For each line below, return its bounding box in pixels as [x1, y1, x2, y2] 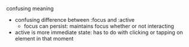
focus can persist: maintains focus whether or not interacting [23, 23, 175, 29]
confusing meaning [6, 5, 54, 12]
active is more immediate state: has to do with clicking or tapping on [14, 29, 184, 36]
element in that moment [14, 35, 74, 42]
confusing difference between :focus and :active [14, 16, 135, 23]
